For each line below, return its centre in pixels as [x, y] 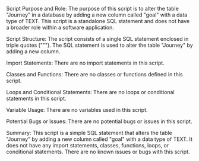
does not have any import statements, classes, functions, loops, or [88, 145]
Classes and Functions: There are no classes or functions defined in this [94, 74]
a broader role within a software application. [60, 27]
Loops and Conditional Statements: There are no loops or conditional [90, 92]
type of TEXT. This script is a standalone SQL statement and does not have [98, 21]
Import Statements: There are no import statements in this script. [85, 63]
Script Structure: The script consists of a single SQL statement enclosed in [97, 39]
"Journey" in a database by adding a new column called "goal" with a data [97, 15]
